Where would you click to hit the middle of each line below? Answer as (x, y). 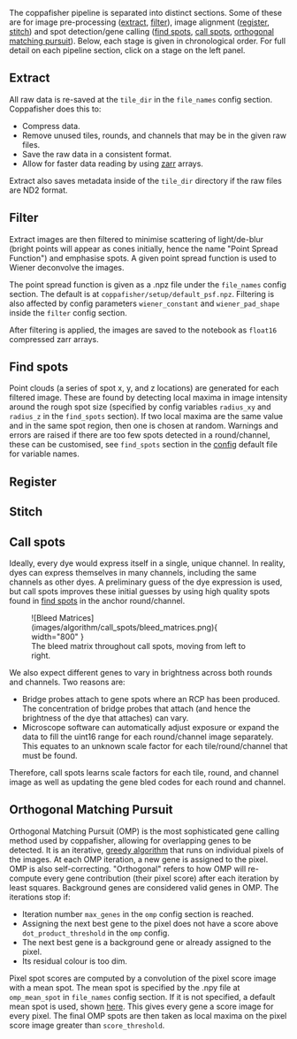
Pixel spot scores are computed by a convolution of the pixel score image (143, 978)
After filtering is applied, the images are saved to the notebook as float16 (143, 330)
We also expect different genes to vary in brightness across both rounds (141, 673)
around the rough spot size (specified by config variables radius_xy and (140, 407)
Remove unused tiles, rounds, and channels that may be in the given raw (154, 135)
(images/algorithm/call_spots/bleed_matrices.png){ (125, 628)
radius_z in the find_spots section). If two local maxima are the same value (146, 416)
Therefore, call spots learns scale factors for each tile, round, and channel (144, 773)
